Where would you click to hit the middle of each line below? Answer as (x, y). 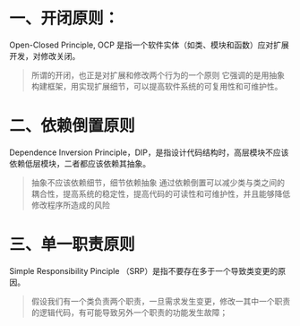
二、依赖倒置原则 (73, 126)
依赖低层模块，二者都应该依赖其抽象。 (80, 163)
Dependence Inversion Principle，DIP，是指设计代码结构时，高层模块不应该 (149, 152)
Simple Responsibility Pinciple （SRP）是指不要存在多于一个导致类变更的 (144, 270)
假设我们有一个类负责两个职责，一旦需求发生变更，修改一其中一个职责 (161, 301)
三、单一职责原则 (73, 245)
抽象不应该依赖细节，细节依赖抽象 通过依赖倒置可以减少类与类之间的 (158, 182)
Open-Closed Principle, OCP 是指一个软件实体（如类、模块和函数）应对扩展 (149, 45)
